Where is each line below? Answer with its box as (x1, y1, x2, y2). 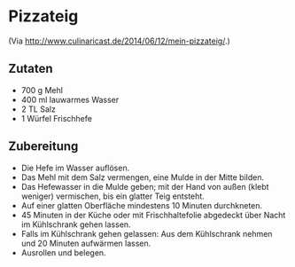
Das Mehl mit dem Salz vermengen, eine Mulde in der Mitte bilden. (20, 171, 265, 183)
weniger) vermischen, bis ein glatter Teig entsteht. (20, 191, 205, 201)
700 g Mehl (20, 84, 64, 95)
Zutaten (8, 61, 54, 76)
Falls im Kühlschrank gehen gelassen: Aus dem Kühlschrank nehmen (20, 228, 273, 239)
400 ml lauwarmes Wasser (20, 94, 120, 105)
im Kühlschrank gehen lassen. (20, 219, 131, 230)
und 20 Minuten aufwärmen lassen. (20, 238, 151, 248)
